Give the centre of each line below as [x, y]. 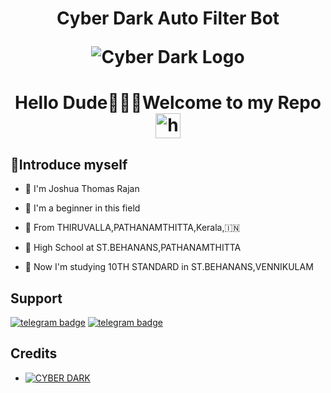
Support [36, 298]
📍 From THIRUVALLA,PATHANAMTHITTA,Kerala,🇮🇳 [132, 228]
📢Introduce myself [69, 164]
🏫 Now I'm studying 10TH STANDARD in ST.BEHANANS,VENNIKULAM [169, 267]
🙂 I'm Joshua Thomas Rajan [82, 189]
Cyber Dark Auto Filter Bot [168, 18]
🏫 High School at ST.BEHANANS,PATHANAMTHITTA [133, 248]
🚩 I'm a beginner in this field [82, 208]
